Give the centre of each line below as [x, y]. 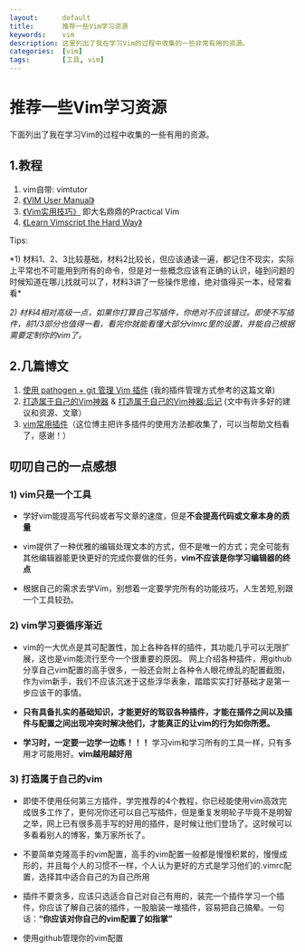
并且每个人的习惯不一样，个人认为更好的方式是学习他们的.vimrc [165, 865]
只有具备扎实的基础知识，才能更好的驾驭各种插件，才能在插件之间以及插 [157, 712]
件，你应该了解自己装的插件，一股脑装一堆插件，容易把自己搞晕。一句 [153, 907]
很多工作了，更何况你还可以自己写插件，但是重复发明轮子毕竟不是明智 [161, 811]
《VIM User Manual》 [58, 199]
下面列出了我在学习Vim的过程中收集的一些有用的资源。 [112, 134]
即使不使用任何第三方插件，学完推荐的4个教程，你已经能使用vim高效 [151, 801]
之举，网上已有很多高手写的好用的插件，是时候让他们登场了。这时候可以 [157, 823]
